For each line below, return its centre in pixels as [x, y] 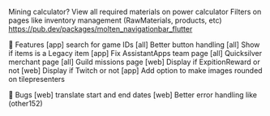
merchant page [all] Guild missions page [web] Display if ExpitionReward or [135, 62]
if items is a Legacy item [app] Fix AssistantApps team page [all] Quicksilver [135, 53]
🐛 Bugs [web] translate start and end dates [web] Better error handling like [133, 95]
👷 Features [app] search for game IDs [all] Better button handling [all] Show [134, 45]
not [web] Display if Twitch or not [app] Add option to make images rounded [135, 71]
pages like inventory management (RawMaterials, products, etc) [115, 20]
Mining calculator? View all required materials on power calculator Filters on [135, 12]
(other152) [26, 103]
